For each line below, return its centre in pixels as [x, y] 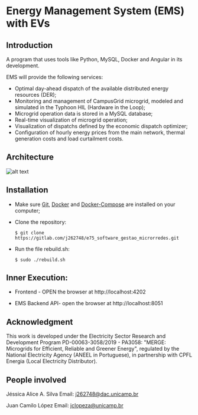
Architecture [30, 157]
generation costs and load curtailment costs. [69, 139]
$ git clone [29, 233]
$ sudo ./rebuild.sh [40, 260]
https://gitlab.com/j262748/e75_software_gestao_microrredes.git [97, 238]
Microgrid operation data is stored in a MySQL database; [84, 114]
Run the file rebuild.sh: [42, 249]
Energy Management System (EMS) [95, 11]
